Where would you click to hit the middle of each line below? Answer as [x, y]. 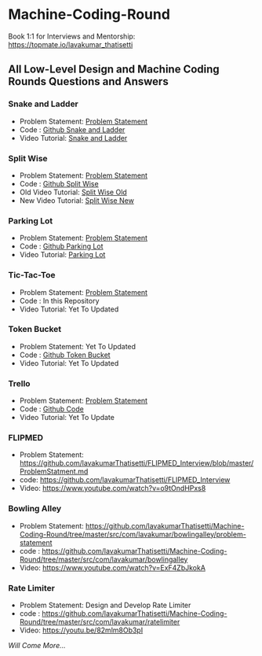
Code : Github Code [51, 409]
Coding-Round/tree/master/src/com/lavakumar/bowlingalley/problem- [133, 534]
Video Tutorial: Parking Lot [62, 255]
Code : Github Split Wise [59, 183]
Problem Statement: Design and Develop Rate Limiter [105, 605]
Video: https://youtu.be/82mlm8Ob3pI [81, 630]
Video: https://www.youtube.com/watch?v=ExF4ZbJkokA [113, 567]
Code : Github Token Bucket [65, 355]
